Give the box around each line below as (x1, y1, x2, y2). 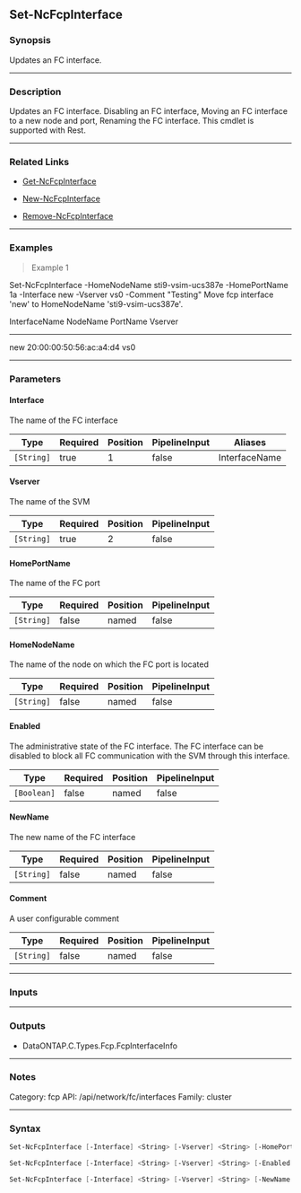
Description (9, 85, 62, 98)
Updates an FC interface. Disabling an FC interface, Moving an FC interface (9, 105, 288, 116)
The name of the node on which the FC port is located (9, 659, 209, 670)
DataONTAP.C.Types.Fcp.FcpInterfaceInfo (21, 1040, 177, 1051)
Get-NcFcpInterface (21, 176, 97, 187)
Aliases (233, 435, 267, 448)
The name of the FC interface (9, 415, 118, 425)
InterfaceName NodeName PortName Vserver (9, 316, 179, 327)
